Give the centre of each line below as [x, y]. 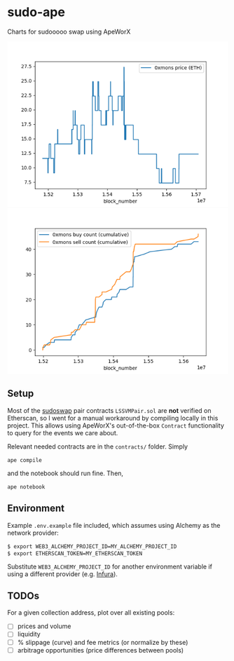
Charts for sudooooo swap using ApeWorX [69, 32]
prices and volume [44, 626]
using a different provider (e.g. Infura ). [62, 574]
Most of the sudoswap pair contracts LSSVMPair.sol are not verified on [109, 410]
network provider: [33, 533]
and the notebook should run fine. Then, [66, 473]
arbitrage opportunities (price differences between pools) [101, 650]
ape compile [25, 460]
